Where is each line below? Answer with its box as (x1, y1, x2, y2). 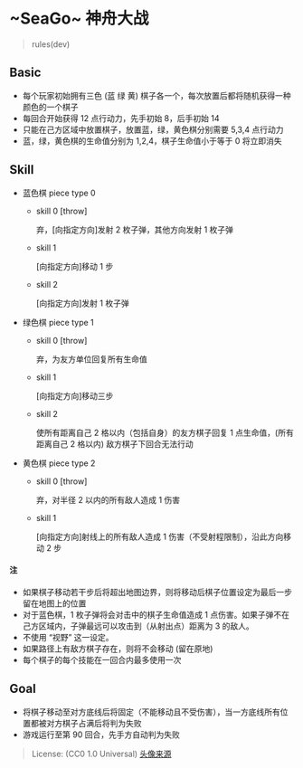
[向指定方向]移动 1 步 (35, 261, 114, 271)
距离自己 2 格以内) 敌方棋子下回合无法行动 (35, 438, 194, 449)
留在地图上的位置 (22, 598, 87, 609)
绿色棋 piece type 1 (22, 317, 95, 327)
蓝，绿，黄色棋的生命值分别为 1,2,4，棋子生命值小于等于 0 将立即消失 (22, 135, 282, 146)
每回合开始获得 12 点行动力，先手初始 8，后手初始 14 (22, 112, 220, 123)
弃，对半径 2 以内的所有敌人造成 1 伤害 (35, 494, 181, 505)
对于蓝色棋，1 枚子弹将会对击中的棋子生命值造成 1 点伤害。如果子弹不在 (22, 609, 289, 620)
